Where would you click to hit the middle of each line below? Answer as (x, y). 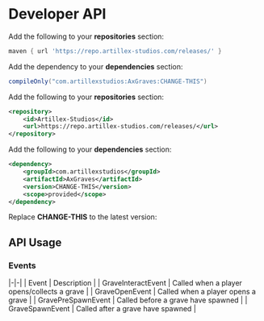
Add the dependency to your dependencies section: (96, 66)
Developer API (57, 14)
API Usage (35, 242)
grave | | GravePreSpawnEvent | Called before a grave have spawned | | (128, 300)
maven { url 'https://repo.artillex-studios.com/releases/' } (115, 51)
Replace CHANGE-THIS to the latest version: (83, 217)
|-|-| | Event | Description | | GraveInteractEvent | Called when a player (125, 283)
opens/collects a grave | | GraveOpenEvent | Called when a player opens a (132, 292)
